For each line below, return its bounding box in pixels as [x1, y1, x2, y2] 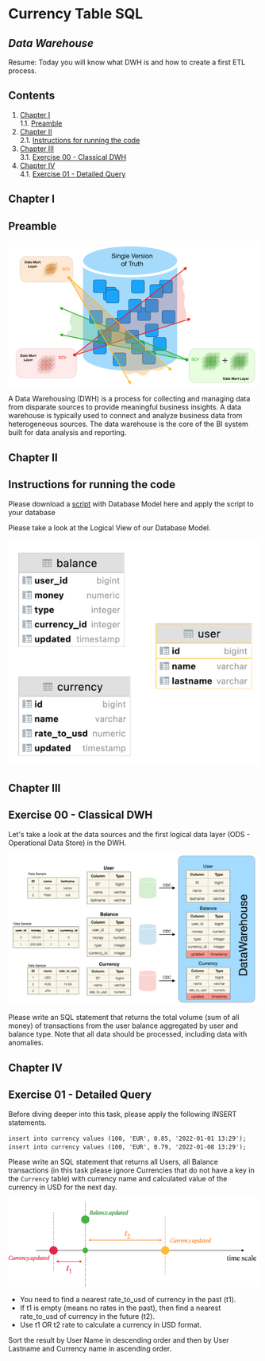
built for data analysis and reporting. [8, 428, 127, 437]
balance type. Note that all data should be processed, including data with [8, 1029, 248, 1039]
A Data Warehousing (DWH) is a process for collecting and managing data [8, 394, 251, 404]
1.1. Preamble [19, 118, 63, 128]
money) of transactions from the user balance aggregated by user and [8, 1021, 239, 1030]
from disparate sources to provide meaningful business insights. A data [8, 402, 242, 412]
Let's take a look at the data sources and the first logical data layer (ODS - [8, 829, 251, 839]
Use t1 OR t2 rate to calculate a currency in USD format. [19, 1320, 202, 1330]
